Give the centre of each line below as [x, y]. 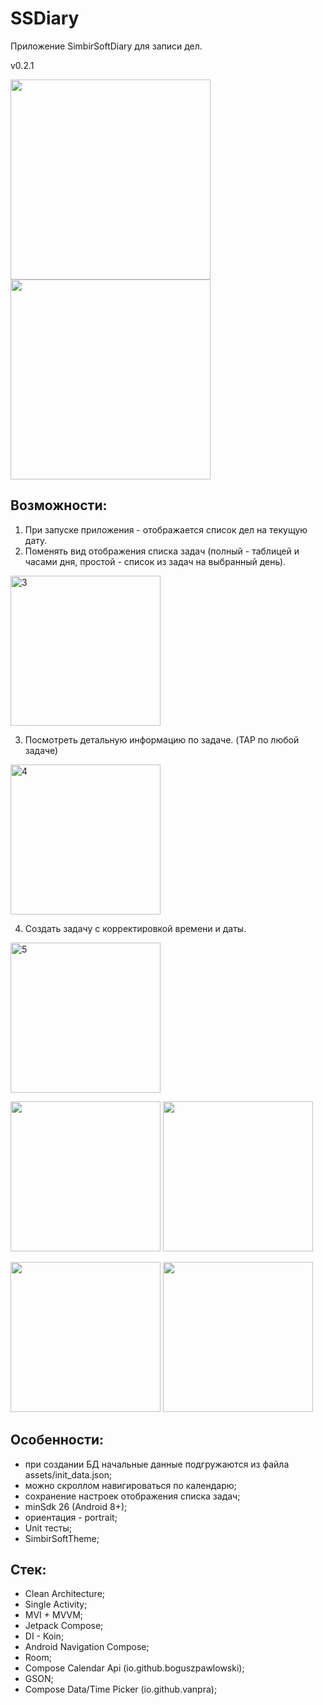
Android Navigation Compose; [87, 1647]
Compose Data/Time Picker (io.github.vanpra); [121, 1689]
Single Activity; [56, 1604]
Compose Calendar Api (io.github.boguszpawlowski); [134, 1668]
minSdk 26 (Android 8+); [76, 1506]
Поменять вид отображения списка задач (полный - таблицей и [162, 551]
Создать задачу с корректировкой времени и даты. [135, 928]
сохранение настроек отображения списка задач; [132, 1496]
